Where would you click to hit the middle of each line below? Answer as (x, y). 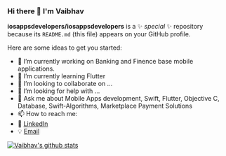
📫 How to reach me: (47, 114)
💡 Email (28, 132)
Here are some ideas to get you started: (65, 48)
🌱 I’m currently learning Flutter (61, 76)
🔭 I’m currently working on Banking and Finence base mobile (105, 62)
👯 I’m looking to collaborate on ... (65, 84)
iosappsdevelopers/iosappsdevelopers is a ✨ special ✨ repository (105, 27)
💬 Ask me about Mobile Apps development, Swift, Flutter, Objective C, (118, 99)
